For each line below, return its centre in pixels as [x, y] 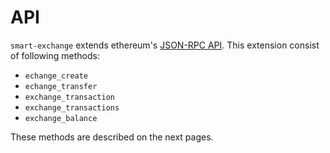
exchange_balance [61, 118]
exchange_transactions [72, 107]
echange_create [56, 76]
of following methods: [55, 55]
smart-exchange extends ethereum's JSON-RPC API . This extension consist [165, 45]
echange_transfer [61, 86]
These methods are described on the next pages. [112, 137]
